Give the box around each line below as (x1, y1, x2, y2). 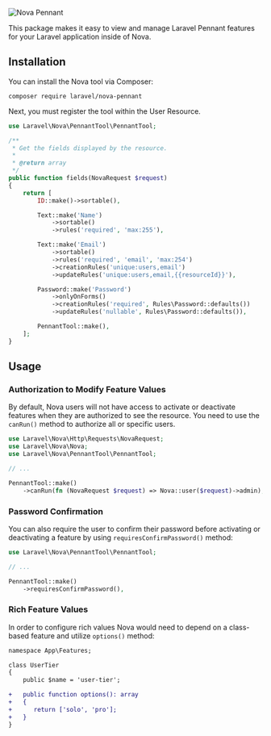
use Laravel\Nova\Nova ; (8, 442, 89, 451)
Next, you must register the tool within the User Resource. (8, 106, 202, 116)
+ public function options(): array (8, 691, 139, 699)
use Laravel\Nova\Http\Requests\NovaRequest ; (8, 435, 164, 443)
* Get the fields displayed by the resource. (11, 144, 168, 153)
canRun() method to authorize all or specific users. (8, 420, 176, 429)
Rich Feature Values (8, 604, 89, 615)
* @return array (11, 159, 67, 167)
